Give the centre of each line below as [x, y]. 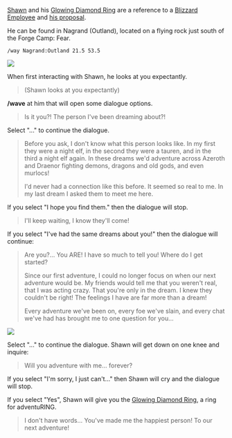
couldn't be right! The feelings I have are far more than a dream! [115, 298]
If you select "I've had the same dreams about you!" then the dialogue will [113, 234]
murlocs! [37, 173]
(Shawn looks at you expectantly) [72, 90]
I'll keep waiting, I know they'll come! [77, 220]
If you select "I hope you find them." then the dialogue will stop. [98, 207]
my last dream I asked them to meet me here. [89, 194]
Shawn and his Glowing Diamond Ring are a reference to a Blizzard [103, 10]
